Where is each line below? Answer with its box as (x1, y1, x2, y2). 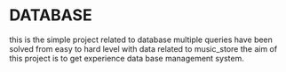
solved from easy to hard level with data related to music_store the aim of (9, 43, 278, 54)
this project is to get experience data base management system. (9, 53, 244, 63)
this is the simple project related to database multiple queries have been (9, 34, 274, 45)
